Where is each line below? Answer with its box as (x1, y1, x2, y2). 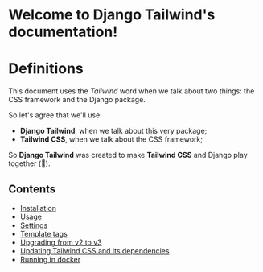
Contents (8, 182, 56, 196)
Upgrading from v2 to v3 (19, 237, 102, 247)
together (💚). (8, 159, 51, 168)
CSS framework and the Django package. (8, 95, 146, 105)
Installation (19, 203, 57, 212)
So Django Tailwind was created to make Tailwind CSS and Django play (8, 150, 248, 160)
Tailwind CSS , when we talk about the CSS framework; (19, 134, 203, 144)
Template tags (19, 229, 68, 238)
